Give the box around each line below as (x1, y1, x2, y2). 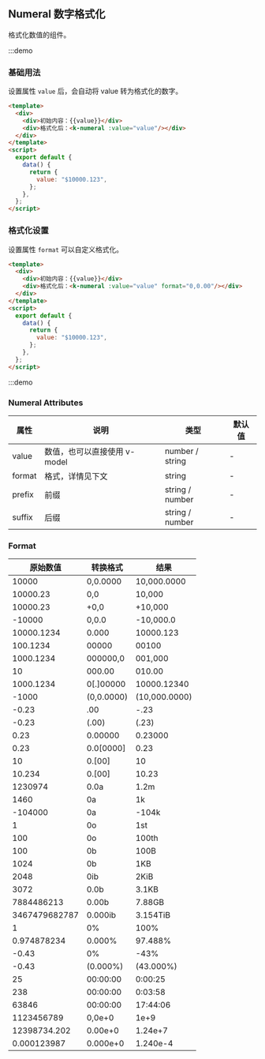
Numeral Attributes (8, 397, 84, 408)
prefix (12, 489, 34, 500)
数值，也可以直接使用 (44, 445, 124, 456)
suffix (12, 512, 33, 523)
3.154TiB (135, 910, 171, 921)
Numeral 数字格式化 (8, 7, 106, 21)
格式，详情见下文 (44, 471, 108, 482)
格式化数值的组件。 (8, 30, 71, 39)
